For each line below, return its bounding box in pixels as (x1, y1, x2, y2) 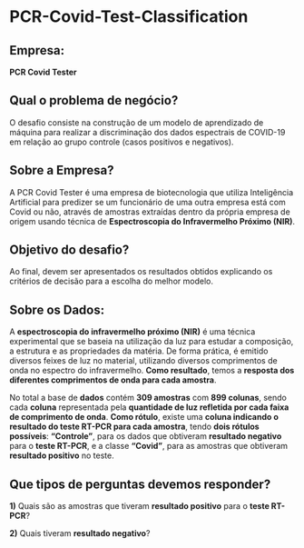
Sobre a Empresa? (9, 163, 114, 178)
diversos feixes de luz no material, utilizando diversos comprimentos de (9, 355, 279, 366)
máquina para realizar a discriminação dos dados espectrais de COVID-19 (9, 126, 286, 137)
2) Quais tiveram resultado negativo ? (9, 528, 151, 539)
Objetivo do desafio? (9, 243, 130, 258)
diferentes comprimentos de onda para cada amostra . (9, 374, 217, 385)
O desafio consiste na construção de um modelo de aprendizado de (9, 116, 264, 128)
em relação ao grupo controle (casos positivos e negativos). (9, 136, 234, 147)
